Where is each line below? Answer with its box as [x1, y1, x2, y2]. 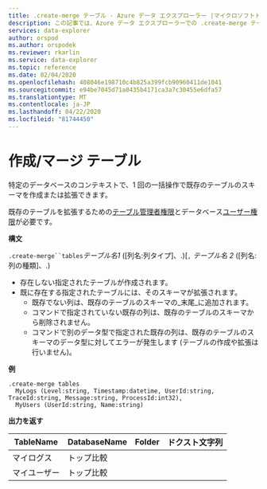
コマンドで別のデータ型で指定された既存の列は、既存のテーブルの [31, 327, 248, 337]
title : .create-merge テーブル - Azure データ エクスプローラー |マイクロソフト [8, 11, 256, 20]
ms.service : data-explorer [8, 57, 98, 65]
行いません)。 [31, 347, 77, 357]
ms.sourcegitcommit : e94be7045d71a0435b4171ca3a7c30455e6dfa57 [8, 85, 222, 94]
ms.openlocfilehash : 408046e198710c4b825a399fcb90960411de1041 [8, 78, 222, 86]
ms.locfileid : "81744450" [8, 115, 94, 123]
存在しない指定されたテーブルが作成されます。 [19, 277, 172, 287]
